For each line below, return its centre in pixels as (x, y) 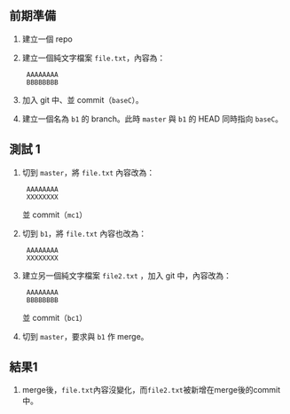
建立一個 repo (47, 39)
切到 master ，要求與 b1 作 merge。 (85, 336)
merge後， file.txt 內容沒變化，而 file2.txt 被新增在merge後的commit (151, 390)
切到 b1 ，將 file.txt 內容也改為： (84, 233)
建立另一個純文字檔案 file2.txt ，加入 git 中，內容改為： (127, 275)
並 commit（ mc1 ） (55, 215)
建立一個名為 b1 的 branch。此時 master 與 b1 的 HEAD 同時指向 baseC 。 (153, 119)
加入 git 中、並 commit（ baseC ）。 (82, 99)
